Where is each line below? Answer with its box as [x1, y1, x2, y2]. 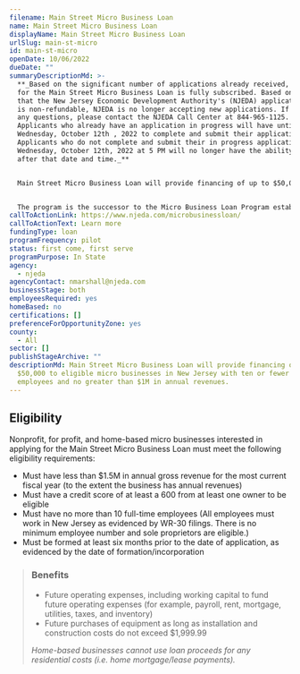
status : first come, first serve [9, 243, 134, 253]
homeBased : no [9, 303, 62, 311]
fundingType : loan [9, 227, 78, 237]
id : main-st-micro [9, 47, 78, 55]
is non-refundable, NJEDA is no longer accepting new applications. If [17, 105, 290, 114]
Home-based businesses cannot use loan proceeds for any [30, 644, 252, 655]
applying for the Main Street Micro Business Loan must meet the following [9, 444, 281, 455]
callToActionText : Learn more [9, 219, 122, 228]
